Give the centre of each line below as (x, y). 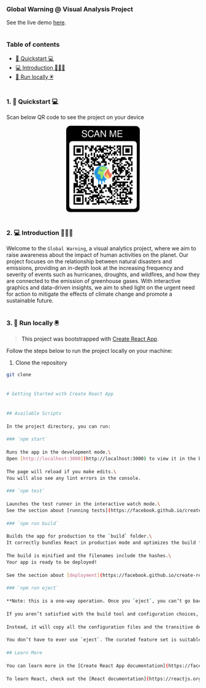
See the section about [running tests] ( (59, 510)
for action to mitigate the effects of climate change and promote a (90, 294)
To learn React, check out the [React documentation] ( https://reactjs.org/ (105, 679)
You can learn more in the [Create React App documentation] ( (87, 666)
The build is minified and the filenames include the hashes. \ (89, 556)
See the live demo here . (36, 23)
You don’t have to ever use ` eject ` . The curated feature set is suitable (104, 640)
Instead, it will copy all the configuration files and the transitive (100, 627)
